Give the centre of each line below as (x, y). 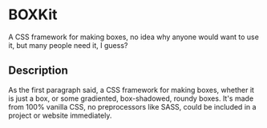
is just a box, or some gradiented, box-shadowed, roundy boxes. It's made (131, 98)
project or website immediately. (60, 115)
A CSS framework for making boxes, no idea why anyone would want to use (133, 37)
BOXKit (33, 15)
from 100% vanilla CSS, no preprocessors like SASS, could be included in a (132, 106)
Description (38, 71)
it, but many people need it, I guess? (68, 45)
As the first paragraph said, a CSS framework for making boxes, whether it (131, 90)
